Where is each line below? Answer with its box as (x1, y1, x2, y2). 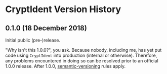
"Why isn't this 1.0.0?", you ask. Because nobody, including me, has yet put (5, 47, 162, 53)
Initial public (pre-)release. (5, 37, 61, 43)
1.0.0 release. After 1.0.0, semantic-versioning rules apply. (5, 63, 126, 69)
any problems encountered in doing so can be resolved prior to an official (5, 58, 158, 64)
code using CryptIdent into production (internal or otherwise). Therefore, (5, 52, 157, 58)
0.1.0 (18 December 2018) (5, 24, 87, 32)
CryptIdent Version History (5, 4, 121, 15)
